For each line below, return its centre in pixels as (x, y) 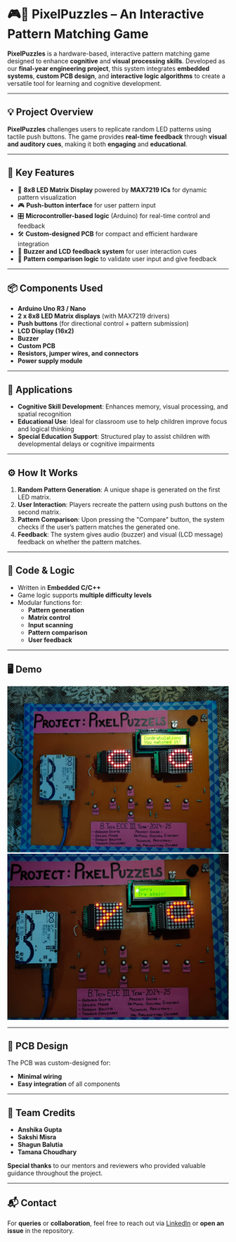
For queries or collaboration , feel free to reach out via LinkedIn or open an (116, 1223)
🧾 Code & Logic (41, 571)
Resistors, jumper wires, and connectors (78, 354)
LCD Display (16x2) (46, 331)
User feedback (50, 640)
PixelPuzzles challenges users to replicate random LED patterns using (110, 129)
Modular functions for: (50, 602)
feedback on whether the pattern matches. (79, 542)
